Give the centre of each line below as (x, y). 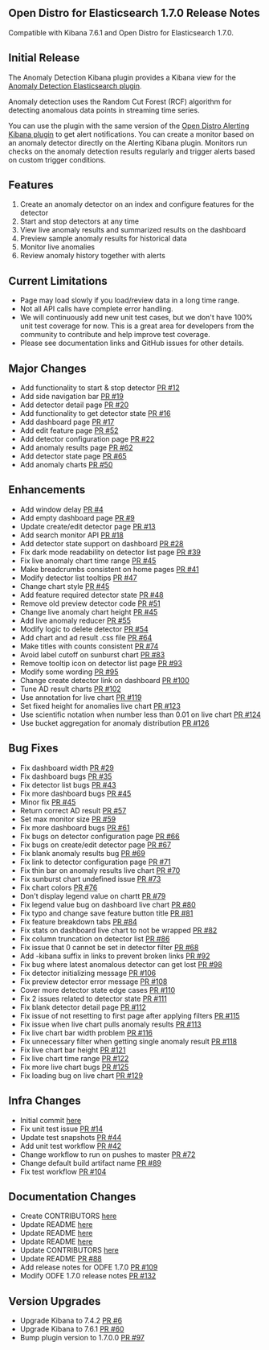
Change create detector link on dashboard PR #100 (105, 680)
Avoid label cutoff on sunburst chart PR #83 (92, 654)
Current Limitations (58, 281)
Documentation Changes (72, 1197)
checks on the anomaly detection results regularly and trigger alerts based (132, 151)
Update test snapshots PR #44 (71, 1137)
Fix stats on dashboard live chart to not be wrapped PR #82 (118, 930)
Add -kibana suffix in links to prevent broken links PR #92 (115, 956)
